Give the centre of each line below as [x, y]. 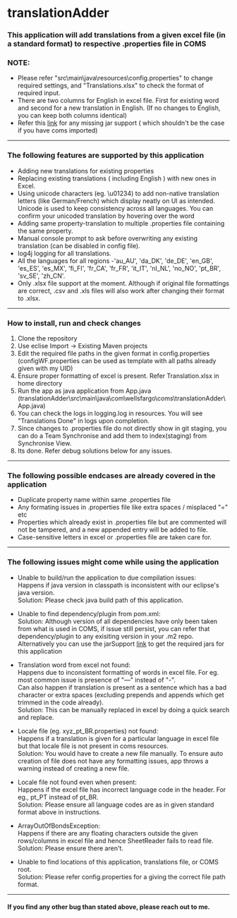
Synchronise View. [44, 443]
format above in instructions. [59, 812]
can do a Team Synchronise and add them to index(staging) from [112, 436]
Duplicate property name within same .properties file [94, 500]
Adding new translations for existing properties [86, 171]
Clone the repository [47, 338]
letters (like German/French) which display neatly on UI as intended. [116, 201]
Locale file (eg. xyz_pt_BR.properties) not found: [88, 730]
